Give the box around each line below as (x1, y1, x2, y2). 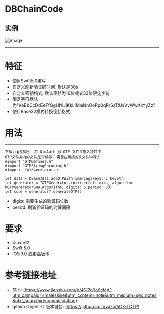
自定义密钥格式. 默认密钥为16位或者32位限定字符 (12, 90, 110, 96)
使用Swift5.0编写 (12, 77, 46, 84)
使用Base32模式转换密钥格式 (12, 108, 71, 114)
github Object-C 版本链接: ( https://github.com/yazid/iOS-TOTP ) (12, 303, 140, 309)
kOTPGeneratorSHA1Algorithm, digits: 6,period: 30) (5, 185, 112, 190)
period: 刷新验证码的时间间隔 (12, 204, 71, 210)
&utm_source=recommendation (12, 297, 76, 303)
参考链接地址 (5, 270, 57, 281)
